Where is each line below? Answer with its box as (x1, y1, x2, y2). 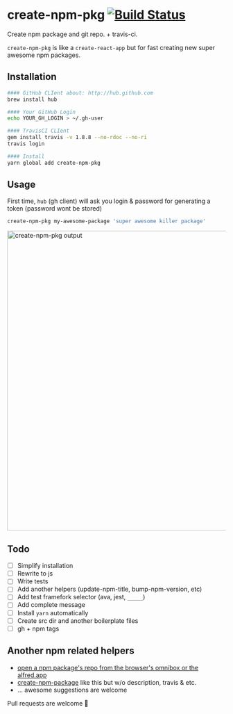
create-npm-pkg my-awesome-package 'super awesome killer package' (7, 218, 207, 225)
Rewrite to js (17, 569, 53, 578)
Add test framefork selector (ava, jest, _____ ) (17, 593, 146, 601)
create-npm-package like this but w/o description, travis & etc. (17, 678, 197, 686)
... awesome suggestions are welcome (17, 685, 128, 694)
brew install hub (7, 96, 58, 103)
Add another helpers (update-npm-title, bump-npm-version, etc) (17, 585, 202, 594)
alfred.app (17, 671, 47, 679)
